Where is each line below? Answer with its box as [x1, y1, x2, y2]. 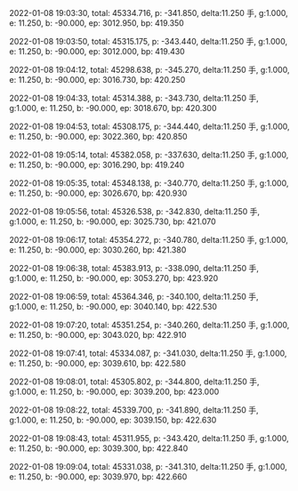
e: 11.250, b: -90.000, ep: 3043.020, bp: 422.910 [9, 330, 187, 340]
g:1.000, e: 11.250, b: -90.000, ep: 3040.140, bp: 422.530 [9, 302, 218, 311]
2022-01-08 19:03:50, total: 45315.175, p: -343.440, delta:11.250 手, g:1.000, [9, 36, 287, 46]
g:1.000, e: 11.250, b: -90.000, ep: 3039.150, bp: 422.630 [9, 415, 217, 425]
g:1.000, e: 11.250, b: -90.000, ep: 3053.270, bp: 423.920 [9, 273, 219, 283]
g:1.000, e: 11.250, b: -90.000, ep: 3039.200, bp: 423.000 [9, 386, 220, 397]
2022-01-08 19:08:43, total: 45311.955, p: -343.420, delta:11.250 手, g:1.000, [9, 433, 289, 443]
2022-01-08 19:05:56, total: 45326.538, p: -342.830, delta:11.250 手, [9, 206, 261, 216]
